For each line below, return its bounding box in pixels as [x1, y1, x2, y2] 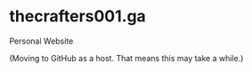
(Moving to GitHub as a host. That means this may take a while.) [9, 52, 244, 63]
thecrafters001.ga [9, 6, 147, 27]
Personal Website [9, 36, 74, 46]
